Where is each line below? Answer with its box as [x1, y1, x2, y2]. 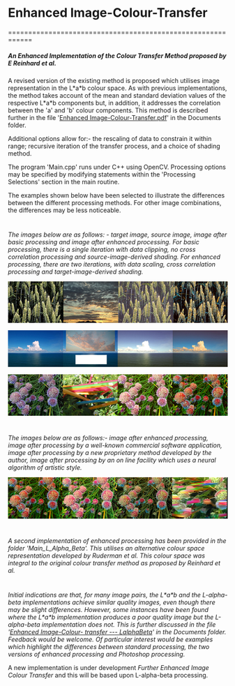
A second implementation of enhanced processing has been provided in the [8, 536, 227, 545]
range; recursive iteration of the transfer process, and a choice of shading [8, 142, 220, 150]
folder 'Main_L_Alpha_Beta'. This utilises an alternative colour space [8, 544, 205, 552]
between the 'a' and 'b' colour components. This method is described [8, 106, 209, 114]
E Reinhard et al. [8, 59, 56, 67]
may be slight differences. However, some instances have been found [8, 606, 209, 614]
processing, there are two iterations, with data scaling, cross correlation [8, 260, 215, 269]
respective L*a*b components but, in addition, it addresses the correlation [8, 98, 221, 107]
